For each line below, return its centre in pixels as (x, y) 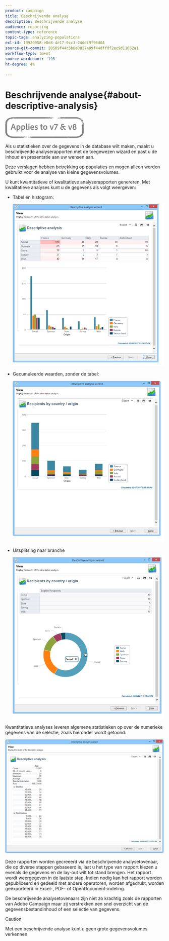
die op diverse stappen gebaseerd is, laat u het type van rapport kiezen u (81, 867)
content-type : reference (31, 32)
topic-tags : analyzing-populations (43, 37)
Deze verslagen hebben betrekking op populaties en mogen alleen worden (83, 167)
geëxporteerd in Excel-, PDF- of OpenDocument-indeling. (65, 888)
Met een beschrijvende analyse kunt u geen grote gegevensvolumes (76, 929)
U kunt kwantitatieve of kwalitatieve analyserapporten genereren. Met (78, 182)
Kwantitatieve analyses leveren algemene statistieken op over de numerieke (84, 727)
